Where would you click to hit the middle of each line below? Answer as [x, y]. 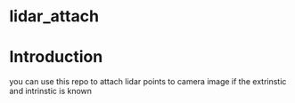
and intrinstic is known [50, 91]
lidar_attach [54, 16]
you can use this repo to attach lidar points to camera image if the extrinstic [148, 82]
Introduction [56, 57]
